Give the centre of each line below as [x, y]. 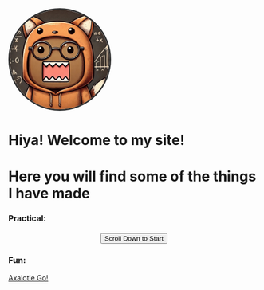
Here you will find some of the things [132, 176]
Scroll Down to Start [134, 239]
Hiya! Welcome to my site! [97, 141]
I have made [49, 194]
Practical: [27, 218]
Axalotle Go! [28, 277]
